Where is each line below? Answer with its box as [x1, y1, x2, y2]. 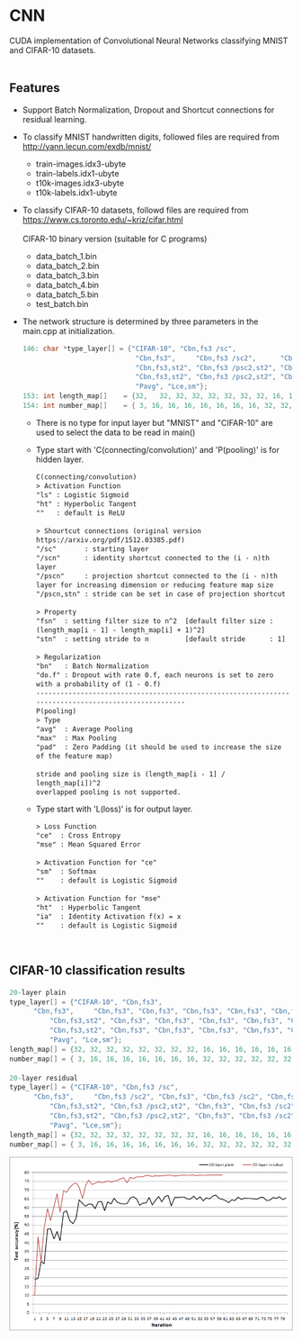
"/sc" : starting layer [35, 544, 150, 554]
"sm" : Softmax [35, 866, 97, 876]
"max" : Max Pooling [35, 733, 117, 743]
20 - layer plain [9, 988, 67, 997]
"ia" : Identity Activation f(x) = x [35, 911, 182, 921]
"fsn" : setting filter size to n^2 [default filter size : [35, 616, 274, 626]
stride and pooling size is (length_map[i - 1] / [35, 769, 226, 779]
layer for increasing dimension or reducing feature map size [35, 580, 274, 590]
